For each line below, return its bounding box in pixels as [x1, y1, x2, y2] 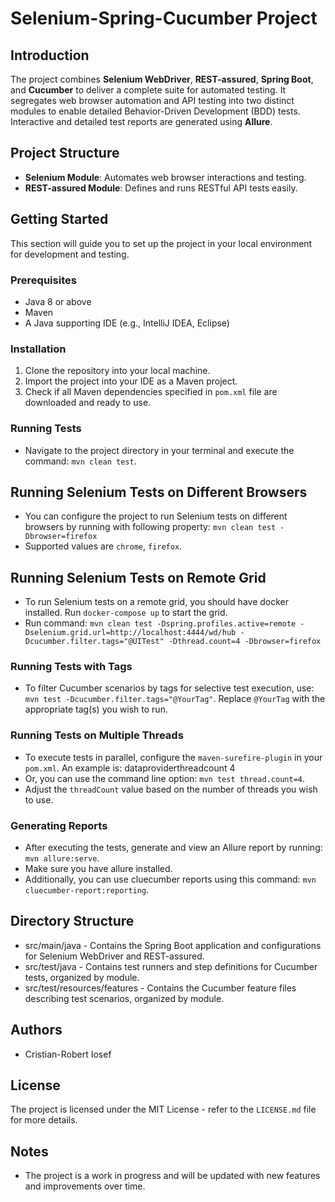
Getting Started [10, 211, 109, 228]
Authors [10, 1022, 63, 1039]
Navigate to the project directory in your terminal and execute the [24, 444, 295, 456]
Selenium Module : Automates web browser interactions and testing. [24, 171, 307, 183]
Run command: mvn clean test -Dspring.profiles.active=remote [24, 617, 297, 629]
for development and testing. [10, 248, 130, 260]
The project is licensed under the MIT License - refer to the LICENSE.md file [10, 1103, 317, 1116]
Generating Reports [10, 818, 108, 832]
